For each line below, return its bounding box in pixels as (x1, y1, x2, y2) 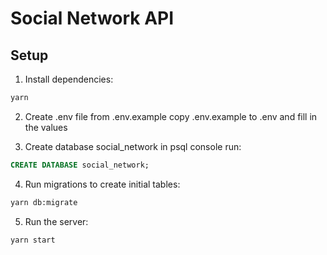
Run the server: (24, 215, 89, 227)
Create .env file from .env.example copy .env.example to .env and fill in (24, 110, 318, 122)
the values (24, 121, 68, 133)
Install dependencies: (24, 73, 114, 85)
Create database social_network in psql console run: (24, 140, 242, 152)
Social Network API (10, 7, 175, 30)
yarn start (10, 235, 56, 245)
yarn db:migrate (10, 197, 78, 207)
